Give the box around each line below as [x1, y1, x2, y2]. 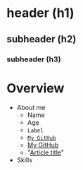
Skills [16, 156, 33, 164]
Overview [6, 80, 65, 96]
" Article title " [27, 148, 65, 157]
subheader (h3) [6, 54, 61, 64]
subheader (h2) [6, 33, 77, 45]
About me [16, 104, 46, 112]
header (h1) [6, 5, 75, 21]
